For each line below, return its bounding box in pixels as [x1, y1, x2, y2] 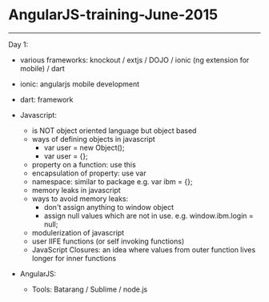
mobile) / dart [19, 63, 66, 73]
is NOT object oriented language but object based [31, 126, 197, 135]
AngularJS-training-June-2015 [8, 6, 219, 24]
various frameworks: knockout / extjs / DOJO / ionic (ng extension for [19, 54, 250, 65]
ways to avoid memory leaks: [31, 194, 129, 203]
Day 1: [8, 39, 29, 49]
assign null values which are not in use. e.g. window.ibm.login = [43, 211, 254, 220]
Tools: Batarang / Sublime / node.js [31, 284, 148, 294]
